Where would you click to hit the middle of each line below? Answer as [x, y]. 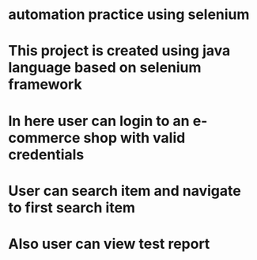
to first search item [72, 207]
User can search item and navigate [125, 191]
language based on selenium [105, 68]
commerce [44, 138]
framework [45, 84]
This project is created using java [119, 51]
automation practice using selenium [129, 15]
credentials [46, 154]
